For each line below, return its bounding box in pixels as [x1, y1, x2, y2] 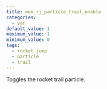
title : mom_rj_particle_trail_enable [6, 8, 102, 15]
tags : [6, 43, 20, 49]
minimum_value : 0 [6, 37, 50, 43]
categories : [6, 14, 36, 20]
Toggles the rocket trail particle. [6, 76, 86, 83]
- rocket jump [11, 48, 47, 54]
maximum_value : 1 [6, 31, 50, 37]
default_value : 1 [6, 25, 50, 32]
